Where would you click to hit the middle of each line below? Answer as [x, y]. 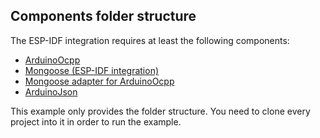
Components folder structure [103, 16]
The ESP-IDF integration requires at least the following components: [150, 40]
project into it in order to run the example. [96, 121]
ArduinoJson [51, 91]
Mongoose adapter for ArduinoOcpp [99, 81]
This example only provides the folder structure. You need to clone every [160, 111]
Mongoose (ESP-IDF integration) [92, 70]
